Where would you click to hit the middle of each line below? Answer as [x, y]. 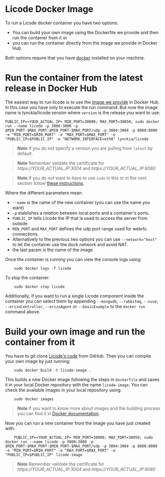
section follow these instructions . [51, 183]
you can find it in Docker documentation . [58, 413]
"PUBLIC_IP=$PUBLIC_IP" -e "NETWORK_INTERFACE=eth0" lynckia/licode [77, 139]
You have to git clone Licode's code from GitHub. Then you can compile [78, 356]
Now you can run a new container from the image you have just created [78, 423]
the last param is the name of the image [52, 250]
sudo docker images [34, 399]
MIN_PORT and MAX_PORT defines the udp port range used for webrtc [79, 228]
